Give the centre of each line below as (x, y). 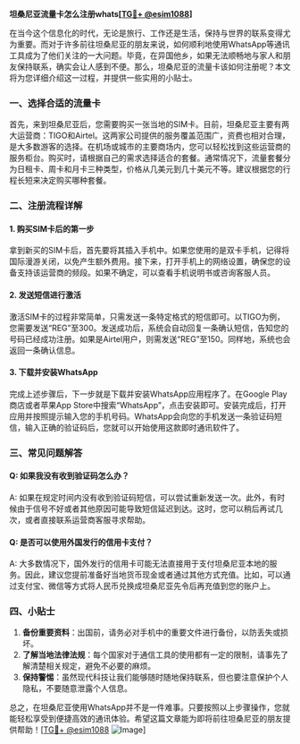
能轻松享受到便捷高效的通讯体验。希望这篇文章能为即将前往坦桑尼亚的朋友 (146, 719)
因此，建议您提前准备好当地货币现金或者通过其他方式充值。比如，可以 (154, 575)
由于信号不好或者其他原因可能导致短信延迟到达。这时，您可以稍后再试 (146, 509)
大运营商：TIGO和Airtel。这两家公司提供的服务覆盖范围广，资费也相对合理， (150, 136)
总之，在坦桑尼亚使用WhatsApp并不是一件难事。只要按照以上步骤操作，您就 (150, 707)
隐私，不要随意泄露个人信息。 (77, 688)
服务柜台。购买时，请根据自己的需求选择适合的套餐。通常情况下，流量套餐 (146, 158)
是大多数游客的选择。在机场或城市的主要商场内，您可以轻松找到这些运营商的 (150, 147)
